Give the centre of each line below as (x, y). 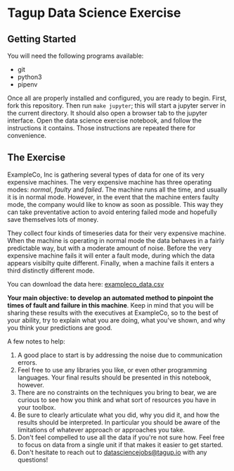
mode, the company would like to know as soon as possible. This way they (115, 204)
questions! (33, 460)
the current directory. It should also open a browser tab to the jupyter (107, 113)
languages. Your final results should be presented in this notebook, (114, 377)
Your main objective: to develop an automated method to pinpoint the (111, 298)
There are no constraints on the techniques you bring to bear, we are (117, 392)
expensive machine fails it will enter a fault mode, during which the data (111, 256)
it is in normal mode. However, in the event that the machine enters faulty (113, 197)
